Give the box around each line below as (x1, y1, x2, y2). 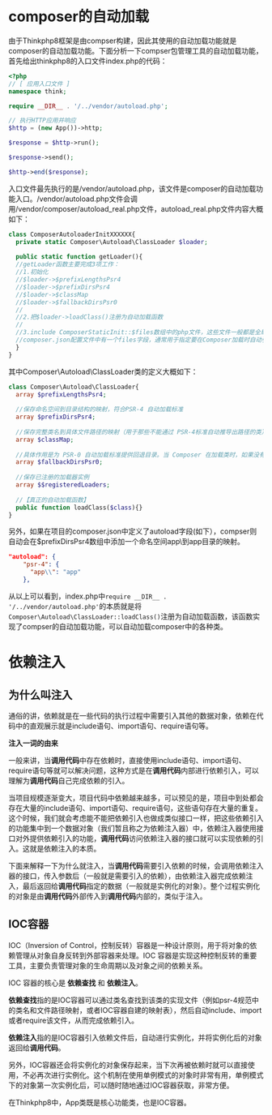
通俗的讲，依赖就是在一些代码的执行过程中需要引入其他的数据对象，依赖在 (8, 710, 257, 720)
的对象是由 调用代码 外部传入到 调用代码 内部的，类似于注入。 (8, 891, 207, 901)
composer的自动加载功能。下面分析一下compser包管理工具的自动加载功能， (8, 45, 263, 55)
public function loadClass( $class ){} (15, 504, 143, 512)
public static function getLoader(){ (15, 253, 143, 261)
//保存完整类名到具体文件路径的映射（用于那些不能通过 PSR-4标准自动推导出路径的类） (15, 427, 268, 436)
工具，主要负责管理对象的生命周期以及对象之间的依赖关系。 (8, 960, 207, 970)
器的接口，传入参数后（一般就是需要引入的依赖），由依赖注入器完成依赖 (8, 871, 246, 881)
